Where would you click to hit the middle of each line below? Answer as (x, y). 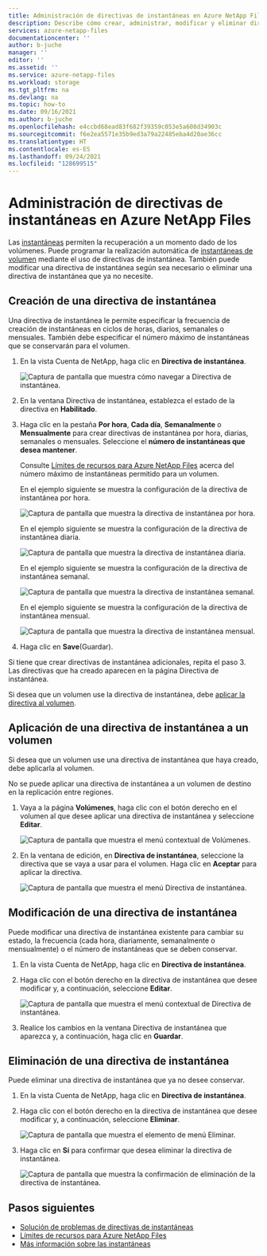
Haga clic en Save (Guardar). (66, 646)
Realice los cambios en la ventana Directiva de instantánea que (123, 1027)
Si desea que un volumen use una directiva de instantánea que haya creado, (133, 759)
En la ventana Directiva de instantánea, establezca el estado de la (127, 400)
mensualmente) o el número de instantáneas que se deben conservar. (123, 948)
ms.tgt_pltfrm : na (39, 90)
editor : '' (26, 61)
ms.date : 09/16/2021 (43, 112)
